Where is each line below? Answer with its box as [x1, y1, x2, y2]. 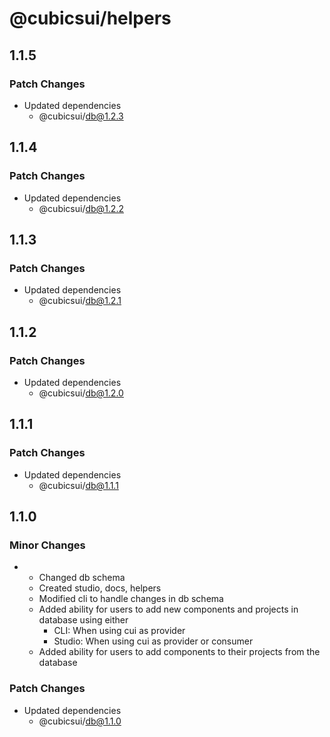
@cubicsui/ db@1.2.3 [38, 110, 124, 122]
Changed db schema [38, 572, 126, 584]
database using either [38, 614, 129, 626]
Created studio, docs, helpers [38, 582, 162, 594]
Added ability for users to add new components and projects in [38, 603, 299, 616]
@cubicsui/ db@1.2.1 [38, 295, 122, 307]
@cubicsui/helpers [9, 7, 172, 30]
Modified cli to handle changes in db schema [38, 593, 224, 605]
